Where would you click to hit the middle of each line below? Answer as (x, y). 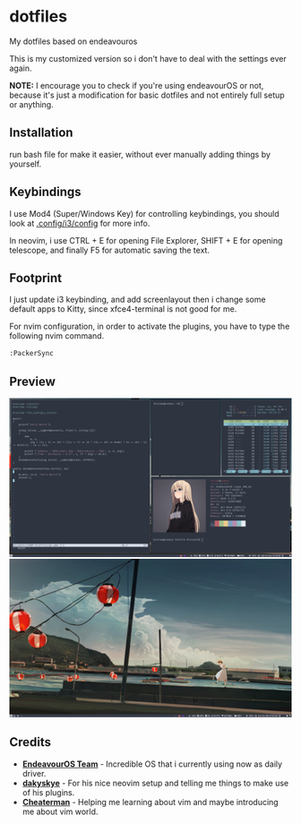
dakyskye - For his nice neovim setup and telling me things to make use (155, 783)
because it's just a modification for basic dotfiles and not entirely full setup (147, 95)
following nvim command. (57, 336)
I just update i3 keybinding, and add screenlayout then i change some (138, 300)
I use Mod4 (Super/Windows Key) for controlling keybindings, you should (144, 213)
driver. (34, 773)
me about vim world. (60, 811)
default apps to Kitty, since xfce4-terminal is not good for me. (123, 309)
